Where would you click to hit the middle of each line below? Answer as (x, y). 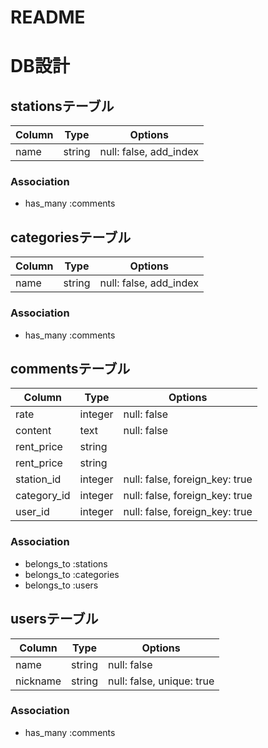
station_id (38, 479)
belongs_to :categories (72, 574)
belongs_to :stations (66, 563)
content (33, 431)
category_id (43, 496)
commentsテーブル (70, 368)
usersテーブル (54, 619)
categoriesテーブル (71, 237)
